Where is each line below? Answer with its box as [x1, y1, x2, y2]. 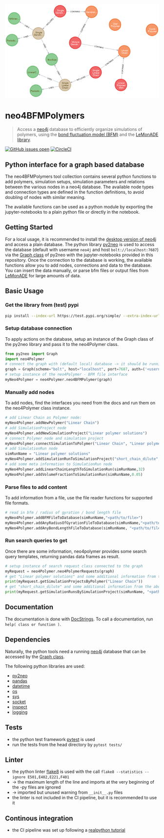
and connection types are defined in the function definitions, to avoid [5, 189, 144, 195]
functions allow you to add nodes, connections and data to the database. [5, 262, 152, 268]
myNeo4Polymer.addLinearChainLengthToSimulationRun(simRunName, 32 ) [5, 467, 145, 472]
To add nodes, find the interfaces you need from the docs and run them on [5, 400, 156, 406]
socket [12, 698, 26, 705]
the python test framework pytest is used [12, 736, 95, 742]
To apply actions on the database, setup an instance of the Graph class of [5, 336, 154, 342]
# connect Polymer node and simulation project [5, 436, 104, 441]
